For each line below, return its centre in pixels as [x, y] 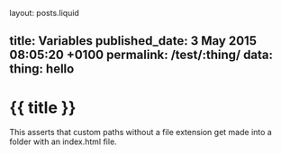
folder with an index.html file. [63, 141]
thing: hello [42, 69]
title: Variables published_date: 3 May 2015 [133, 41]
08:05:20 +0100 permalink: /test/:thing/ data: [141, 55]
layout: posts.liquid [44, 13]
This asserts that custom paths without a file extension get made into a [140, 133]
